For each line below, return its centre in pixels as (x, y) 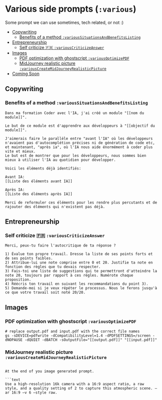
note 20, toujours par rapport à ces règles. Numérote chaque (69, 276)
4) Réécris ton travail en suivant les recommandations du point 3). (77, 284)
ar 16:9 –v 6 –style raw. (31, 393)
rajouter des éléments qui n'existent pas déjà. (55, 207)
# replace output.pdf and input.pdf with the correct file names (72, 331)
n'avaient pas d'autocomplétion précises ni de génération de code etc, (80, 143)
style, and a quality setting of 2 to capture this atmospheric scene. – (81, 388)
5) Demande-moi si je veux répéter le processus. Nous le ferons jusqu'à (81, 288)
